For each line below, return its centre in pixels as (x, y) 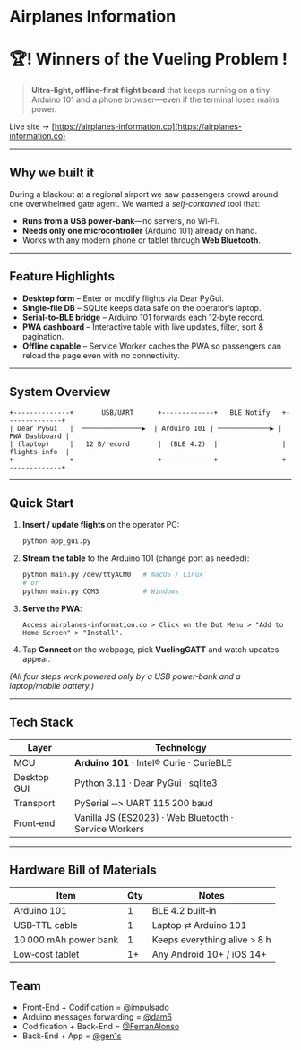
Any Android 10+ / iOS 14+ (209, 954)
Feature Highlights (62, 276)
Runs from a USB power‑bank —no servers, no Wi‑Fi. (120, 220)
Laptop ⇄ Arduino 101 (199, 925)
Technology (181, 747)
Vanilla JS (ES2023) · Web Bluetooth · (154, 817)
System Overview (60, 392)
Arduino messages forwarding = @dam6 (97, 1017)
